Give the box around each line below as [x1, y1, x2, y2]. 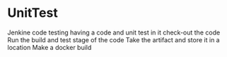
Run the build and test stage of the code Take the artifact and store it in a [7, 35, 221, 44]
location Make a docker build [7, 43, 92, 51]
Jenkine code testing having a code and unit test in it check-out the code [7, 28, 221, 37]
